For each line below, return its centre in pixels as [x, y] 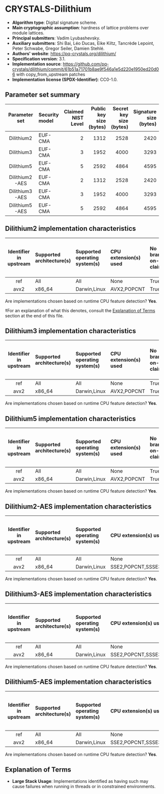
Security [49, 115]
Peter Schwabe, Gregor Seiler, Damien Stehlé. [58, 48]
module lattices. [28, 33]
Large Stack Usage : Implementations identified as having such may [80, 781]
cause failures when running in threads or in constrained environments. [84, 787]
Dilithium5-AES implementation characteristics [78, 682]
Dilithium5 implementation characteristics [71, 419]
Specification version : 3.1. [39, 59]
